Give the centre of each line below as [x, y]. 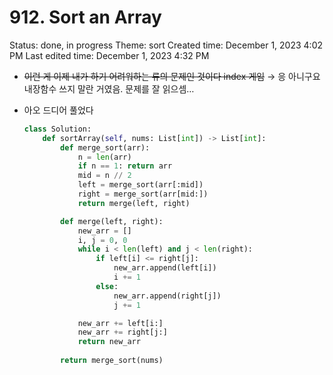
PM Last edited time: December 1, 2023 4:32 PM [109, 55]
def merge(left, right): [112, 221]
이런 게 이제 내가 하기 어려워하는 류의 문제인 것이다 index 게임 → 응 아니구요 [172, 76]
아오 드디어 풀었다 [58, 110]
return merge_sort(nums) [112, 361]
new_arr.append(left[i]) [165, 268]
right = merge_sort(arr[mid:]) [143, 194]
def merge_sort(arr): [105, 147]
